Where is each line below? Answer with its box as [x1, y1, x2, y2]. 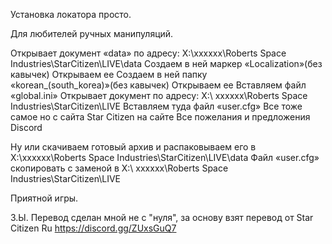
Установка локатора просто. [10, 9, 132, 20]
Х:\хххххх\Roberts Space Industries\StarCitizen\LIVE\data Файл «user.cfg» [10, 152, 320, 163]
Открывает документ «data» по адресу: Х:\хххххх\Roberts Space [10, 47, 287, 59]
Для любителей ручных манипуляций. [10, 28, 174, 39]
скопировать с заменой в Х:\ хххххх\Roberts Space [10, 162, 229, 174]
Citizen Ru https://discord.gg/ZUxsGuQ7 [10, 222, 177, 234]
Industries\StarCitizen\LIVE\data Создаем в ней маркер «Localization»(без [10, 58, 323, 69]
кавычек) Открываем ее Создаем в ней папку [10, 69, 208, 80]
